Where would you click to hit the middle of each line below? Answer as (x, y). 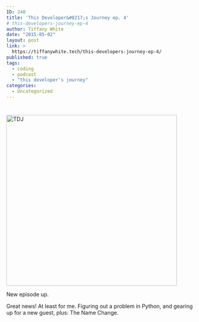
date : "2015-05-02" (31, 35)
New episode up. (28, 295)
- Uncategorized (32, 91)
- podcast (24, 74)
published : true (27, 57)
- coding (23, 69)
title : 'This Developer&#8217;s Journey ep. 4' (68, 18)
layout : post (23, 40)
